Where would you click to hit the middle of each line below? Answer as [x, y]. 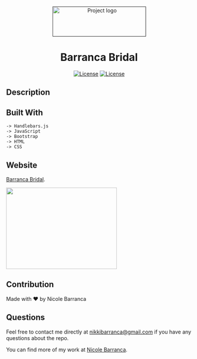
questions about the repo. [37, 338]
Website [22, 165]
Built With [24, 112]
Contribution [30, 285]
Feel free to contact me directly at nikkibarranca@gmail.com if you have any [99, 332]
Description [28, 92]
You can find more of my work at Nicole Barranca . [67, 350]
